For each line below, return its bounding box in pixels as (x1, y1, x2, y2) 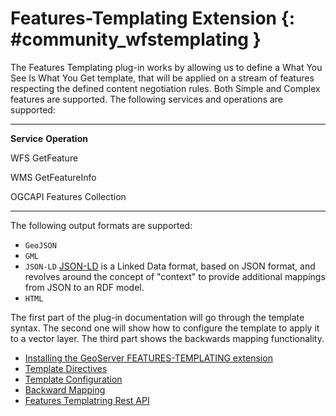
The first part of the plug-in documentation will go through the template (10, 311, 305, 323)
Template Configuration (24, 373, 123, 385)
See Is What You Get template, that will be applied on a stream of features (10, 72, 315, 84)
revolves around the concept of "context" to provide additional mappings (24, 270, 326, 282)
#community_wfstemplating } (10, 28, 262, 51)
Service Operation (10, 132, 88, 144)
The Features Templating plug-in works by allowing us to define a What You (10, 61, 323, 73)
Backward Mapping (24, 383, 106, 396)
